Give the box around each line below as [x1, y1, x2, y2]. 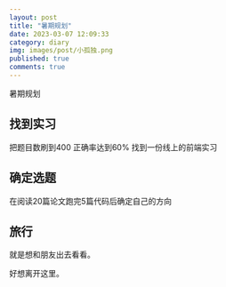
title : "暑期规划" [9, 21, 73, 30]
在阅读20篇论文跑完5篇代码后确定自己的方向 [9, 195, 172, 206]
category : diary [9, 37, 69, 47]
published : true [9, 54, 69, 63]
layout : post [9, 12, 58, 22]
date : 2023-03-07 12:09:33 [9, 29, 109, 38]
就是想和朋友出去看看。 [9, 250, 95, 260]
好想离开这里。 [9, 268, 64, 279]
